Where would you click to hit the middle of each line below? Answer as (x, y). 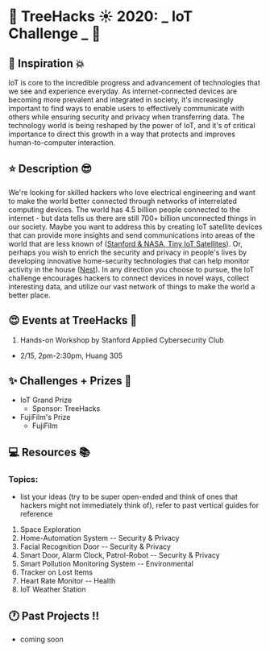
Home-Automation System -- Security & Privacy (100, 538)
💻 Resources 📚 (49, 452)
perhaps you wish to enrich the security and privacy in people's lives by (128, 252)
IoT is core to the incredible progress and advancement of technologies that (134, 83)
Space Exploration (50, 529)
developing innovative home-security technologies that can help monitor (129, 260)
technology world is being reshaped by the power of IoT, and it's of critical (132, 125)
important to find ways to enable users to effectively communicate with (127, 108)
